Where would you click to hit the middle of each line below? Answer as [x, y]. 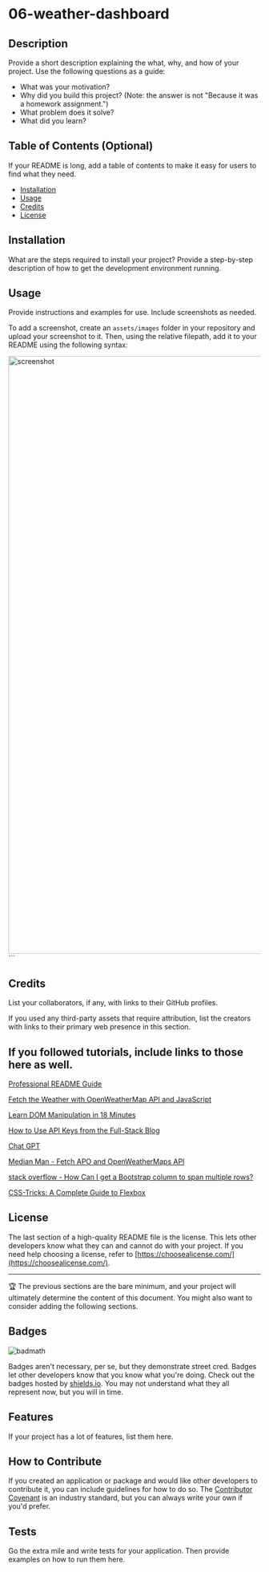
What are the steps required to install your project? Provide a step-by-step [131, 259]
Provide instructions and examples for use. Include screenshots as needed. [132, 313]
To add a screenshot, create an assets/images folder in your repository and [132, 328]
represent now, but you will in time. [66, 1392]
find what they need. [42, 174]
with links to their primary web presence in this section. [99, 1027]
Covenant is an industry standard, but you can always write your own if [125, 1498]
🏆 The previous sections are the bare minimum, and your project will [122, 1286]
